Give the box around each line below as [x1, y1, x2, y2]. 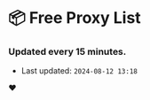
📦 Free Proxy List [8, 8, 141, 28]
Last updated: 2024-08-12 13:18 [20, 65, 138, 76]
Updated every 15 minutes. [8, 46, 127, 58]
